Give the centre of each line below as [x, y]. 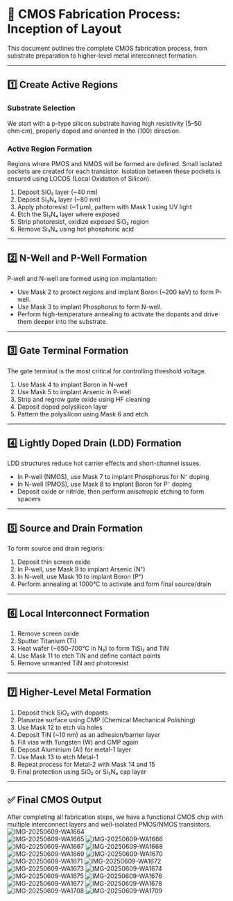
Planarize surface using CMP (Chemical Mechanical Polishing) [106, 720]
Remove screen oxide [48, 633]
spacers [29, 499]
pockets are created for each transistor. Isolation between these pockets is [114, 171]
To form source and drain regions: [56, 549]
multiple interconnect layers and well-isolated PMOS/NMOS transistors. [109, 824]
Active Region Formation [50, 149]
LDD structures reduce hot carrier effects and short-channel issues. [104, 463]
